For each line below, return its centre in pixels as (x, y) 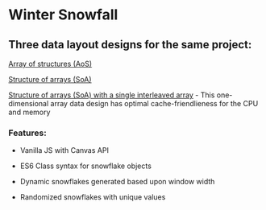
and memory (29, 112)
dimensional (29, 103)
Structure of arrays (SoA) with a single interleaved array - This (112, 95)
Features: (27, 133)
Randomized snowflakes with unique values (93, 197)
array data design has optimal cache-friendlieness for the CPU (154, 103)
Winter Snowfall (63, 15)
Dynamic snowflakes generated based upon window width (117, 182)
